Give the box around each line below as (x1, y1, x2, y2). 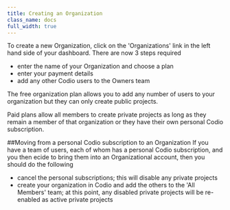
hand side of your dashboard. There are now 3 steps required (7, 49, 182, 57)
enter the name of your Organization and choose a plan (16, 62, 174, 71)
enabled (16, 196, 41, 204)
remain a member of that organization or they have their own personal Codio (7, 118, 224, 126)
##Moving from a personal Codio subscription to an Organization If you (7, 139, 209, 147)
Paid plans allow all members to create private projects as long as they (7, 110, 207, 119)
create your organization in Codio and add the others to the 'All (16, 181, 196, 189)
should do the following (7, 161, 73, 169)
